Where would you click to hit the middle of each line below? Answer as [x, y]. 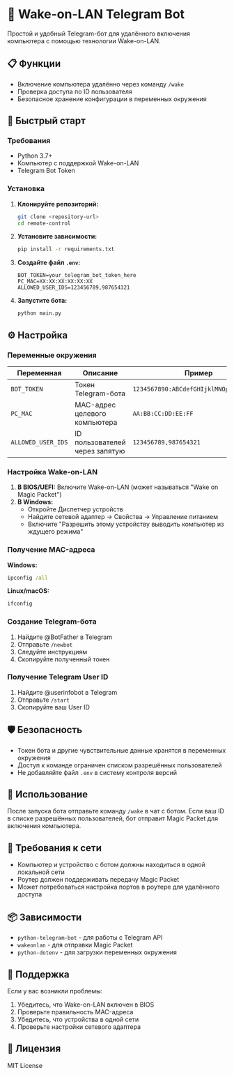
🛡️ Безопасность [45, 730]
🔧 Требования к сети [55, 848]
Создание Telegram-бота [52, 622]
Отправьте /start [43, 700]
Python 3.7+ [35, 156]
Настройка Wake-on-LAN [53, 472]
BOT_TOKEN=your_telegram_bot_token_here [77, 276]
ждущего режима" [55, 532]
